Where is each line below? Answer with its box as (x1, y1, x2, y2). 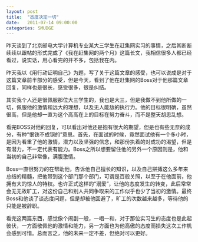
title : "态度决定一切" (6, 14, 59, 20)
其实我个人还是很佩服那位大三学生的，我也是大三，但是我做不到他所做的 (6, 97, 181, 104)
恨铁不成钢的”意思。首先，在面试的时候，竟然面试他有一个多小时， (29, 131, 192, 138)
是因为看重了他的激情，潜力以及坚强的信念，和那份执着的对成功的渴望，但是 (6, 138, 192, 145)
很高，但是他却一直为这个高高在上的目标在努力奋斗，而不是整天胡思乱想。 (6, 111, 187, 118)
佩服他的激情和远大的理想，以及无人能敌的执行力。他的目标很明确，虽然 (16, 104, 192, 111)
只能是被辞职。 (6, 203, 42, 210)
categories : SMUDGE (6, 25, 54, 31)
